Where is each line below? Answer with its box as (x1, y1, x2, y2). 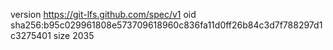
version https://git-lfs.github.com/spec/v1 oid (10, 9, 197, 20)
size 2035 (53, 30, 95, 41)
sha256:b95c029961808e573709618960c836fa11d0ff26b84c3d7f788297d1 (10, 19, 323, 31)
